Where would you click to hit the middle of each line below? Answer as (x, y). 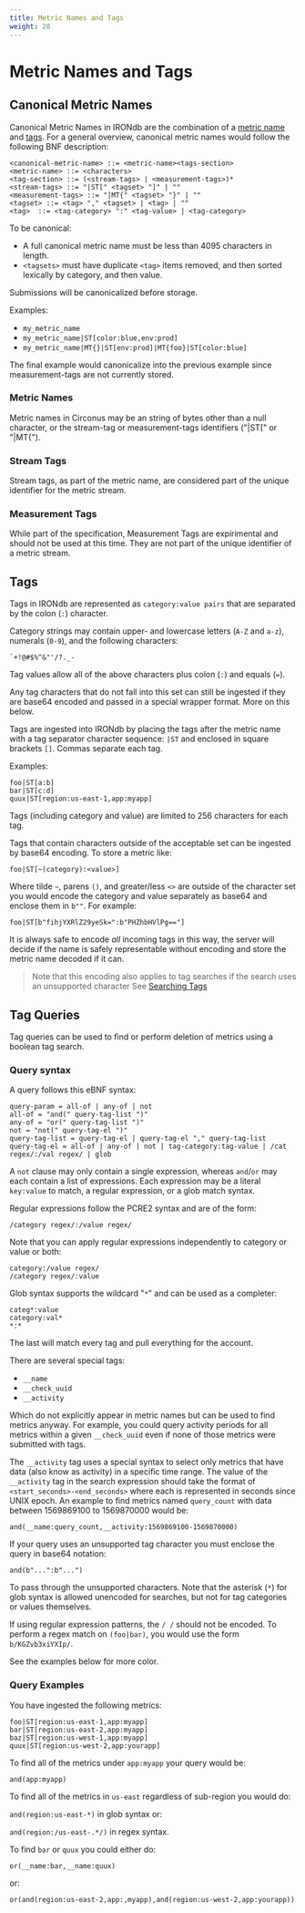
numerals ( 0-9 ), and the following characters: (94, 641)
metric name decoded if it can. (67, 959)
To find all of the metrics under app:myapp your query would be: (128, 1763)
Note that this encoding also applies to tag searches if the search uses (164, 977)
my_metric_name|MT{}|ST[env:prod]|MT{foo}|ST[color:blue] (135, 347)
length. (36, 255)
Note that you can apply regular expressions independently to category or (148, 1242)
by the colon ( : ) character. (59, 614)
